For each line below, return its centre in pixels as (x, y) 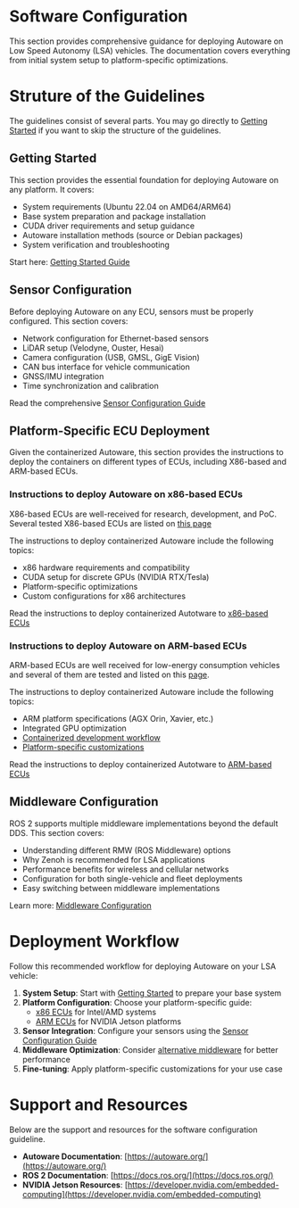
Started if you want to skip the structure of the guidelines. (115, 130)
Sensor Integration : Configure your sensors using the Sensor (135, 1030)
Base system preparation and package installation (114, 216)
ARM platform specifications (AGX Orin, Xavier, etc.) (118, 718)
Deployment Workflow (95, 941)
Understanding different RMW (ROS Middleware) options (126, 850)
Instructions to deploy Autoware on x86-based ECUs (126, 494)
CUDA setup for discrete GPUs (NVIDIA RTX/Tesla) (116, 576)
